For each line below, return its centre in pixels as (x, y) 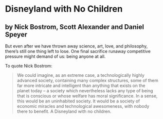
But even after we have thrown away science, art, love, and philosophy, (76, 46)
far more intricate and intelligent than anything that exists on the (81, 85)
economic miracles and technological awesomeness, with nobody (83, 106)
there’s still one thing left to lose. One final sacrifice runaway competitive (78, 51)
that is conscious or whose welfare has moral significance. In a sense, (87, 96)
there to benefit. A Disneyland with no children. (64, 111)
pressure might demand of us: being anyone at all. (55, 56)
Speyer (16, 34)
